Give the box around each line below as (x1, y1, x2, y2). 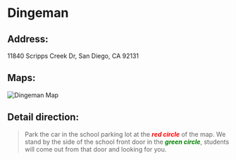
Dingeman (7, 5, 69, 21)
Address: (7, 33, 49, 45)
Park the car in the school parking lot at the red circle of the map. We (24, 130, 226, 138)
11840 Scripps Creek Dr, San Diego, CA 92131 (7, 51, 139, 60)
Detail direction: (7, 111, 80, 123)
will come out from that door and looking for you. (24, 144, 167, 153)
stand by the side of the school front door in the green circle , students (24, 137, 230, 146)
